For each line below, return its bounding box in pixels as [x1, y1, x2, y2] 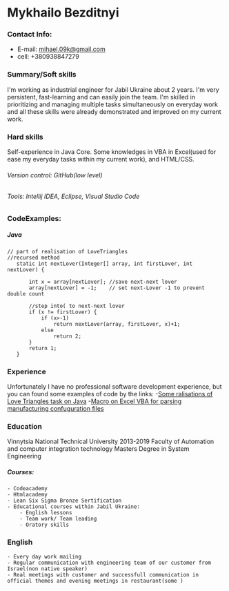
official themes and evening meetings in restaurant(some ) [7, 577, 184, 584]
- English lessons [19, 510, 72, 516]
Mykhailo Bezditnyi [7, 5, 119, 21]
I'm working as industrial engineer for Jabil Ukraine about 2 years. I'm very [7, 85, 219, 94]
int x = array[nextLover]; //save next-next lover [28, 278, 177, 285]
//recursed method [7, 254, 60, 261]
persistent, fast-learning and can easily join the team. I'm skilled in [7, 93, 196, 101]
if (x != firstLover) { [28, 309, 97, 316]
